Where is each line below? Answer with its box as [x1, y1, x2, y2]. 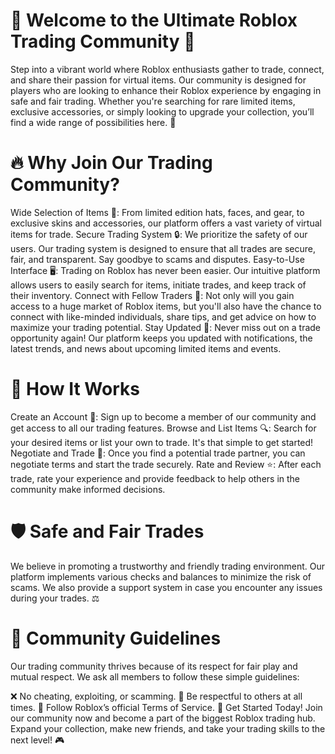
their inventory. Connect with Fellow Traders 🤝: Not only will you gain [10, 289, 295, 301]
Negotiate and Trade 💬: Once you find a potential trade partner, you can [10, 447, 306, 459]
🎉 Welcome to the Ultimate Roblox [10, 9, 298, 32]
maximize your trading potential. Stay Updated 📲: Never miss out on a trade [10, 321, 322, 333]
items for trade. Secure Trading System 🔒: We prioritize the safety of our [10, 228, 308, 240]
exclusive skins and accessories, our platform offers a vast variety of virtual [10, 217, 322, 229]
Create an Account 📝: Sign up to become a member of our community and [10, 410, 317, 423]
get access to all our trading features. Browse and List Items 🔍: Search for [10, 422, 317, 434]
